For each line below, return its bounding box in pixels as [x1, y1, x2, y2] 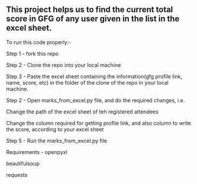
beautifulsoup [6, 160, 40, 167]
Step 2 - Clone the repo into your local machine [6, 61, 121, 68]
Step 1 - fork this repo [6, 50, 59, 57]
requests [6, 171, 28, 178]
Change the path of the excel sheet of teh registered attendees [6, 108, 159, 115]
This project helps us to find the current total [6, 5, 173, 15]
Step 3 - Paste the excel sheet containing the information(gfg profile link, [6, 73, 182, 80]
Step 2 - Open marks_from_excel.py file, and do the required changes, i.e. [6, 96, 185, 103]
